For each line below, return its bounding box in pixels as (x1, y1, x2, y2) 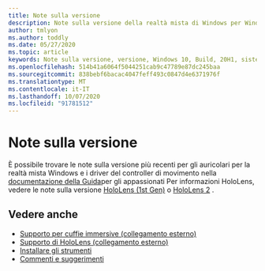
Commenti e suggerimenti (19, 254, 104, 263)
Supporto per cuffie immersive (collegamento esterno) (19, 228, 197, 238)
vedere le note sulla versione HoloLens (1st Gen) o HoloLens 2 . (8, 185, 215, 194)
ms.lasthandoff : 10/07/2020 (8, 92, 101, 100)
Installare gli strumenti (19, 246, 92, 255)
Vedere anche (8, 208, 79, 221)
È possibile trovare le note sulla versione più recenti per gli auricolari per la (8, 160, 251, 170)
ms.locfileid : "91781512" (8, 100, 93, 107)
